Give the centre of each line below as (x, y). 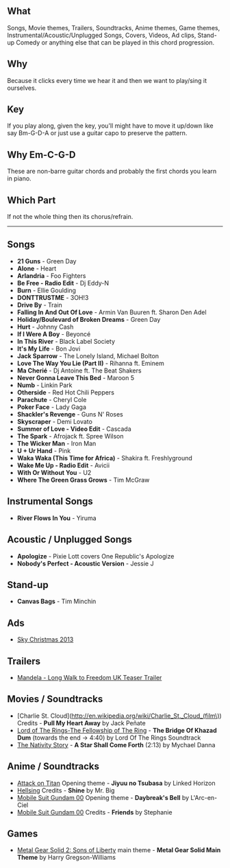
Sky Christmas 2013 (45, 640)
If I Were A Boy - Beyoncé (54, 334)
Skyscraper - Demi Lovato (54, 421)
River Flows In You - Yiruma (57, 518)
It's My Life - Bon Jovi (49, 349)
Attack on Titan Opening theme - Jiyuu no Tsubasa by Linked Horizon (116, 783)
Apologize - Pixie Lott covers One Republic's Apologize (95, 556)
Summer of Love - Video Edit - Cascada (74, 429)
